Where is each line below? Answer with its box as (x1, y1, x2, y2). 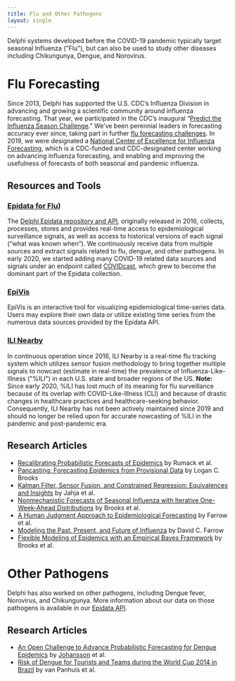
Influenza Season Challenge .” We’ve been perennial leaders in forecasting (7, 121, 222, 131)
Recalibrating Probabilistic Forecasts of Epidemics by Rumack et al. (17, 458, 213, 466)
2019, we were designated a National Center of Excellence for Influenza (7, 137, 215, 145)
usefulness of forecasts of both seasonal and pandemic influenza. (7, 159, 199, 168)
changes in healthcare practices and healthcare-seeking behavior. (7, 397, 200, 405)
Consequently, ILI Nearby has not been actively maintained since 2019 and (7, 404, 224, 413)
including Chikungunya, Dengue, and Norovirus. (7, 51, 146, 60)
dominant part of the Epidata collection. (7, 270, 122, 278)
